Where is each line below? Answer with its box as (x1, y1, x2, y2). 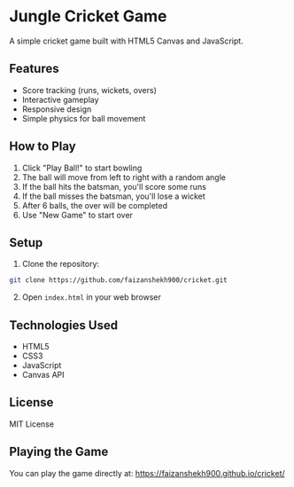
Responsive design (21, 104, 92, 114)
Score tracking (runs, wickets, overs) (21, 84, 158, 95)
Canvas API (21, 370, 65, 381)
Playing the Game (9, 444, 109, 460)
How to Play (9, 139, 77, 154)
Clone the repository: (21, 259, 100, 270)
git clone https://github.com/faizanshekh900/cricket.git (9, 276, 228, 285)
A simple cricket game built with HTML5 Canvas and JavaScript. (9, 35, 244, 46)
